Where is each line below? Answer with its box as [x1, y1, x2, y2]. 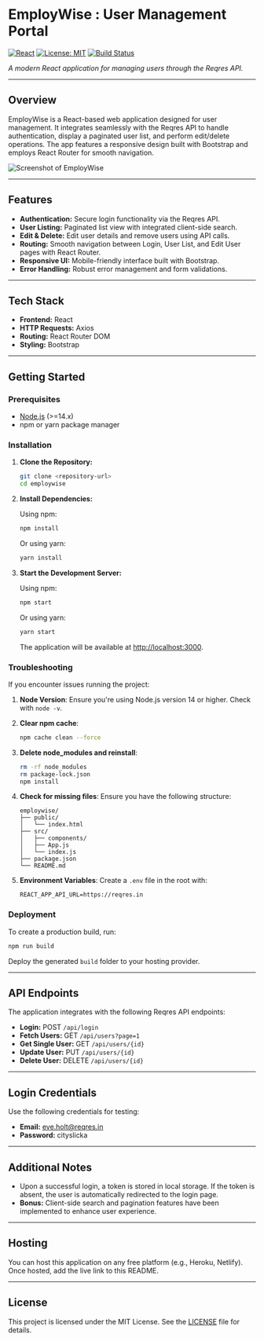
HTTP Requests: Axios [19, 324, 94, 333]
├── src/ [19, 827, 49, 836]
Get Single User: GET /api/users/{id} [19, 1039, 145, 1049]
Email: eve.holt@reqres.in [19, 1122, 104, 1132]
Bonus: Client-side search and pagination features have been [19, 1198, 219, 1207]
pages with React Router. [19, 247, 101, 257]
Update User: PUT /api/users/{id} [19, 1047, 135, 1057]
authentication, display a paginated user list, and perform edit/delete [8, 131, 230, 141]
